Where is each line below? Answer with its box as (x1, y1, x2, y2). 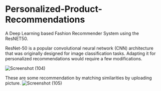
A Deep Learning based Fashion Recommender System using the (5, 30, 139, 36)
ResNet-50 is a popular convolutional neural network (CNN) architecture (5, 45, 154, 51)
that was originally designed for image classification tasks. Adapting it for (5, 50, 156, 56)
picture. (5, 80, 21, 86)
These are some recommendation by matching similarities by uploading (5, 75, 152, 81)
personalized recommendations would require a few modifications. (5, 55, 143, 61)
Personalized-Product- (5, 3, 103, 15)
